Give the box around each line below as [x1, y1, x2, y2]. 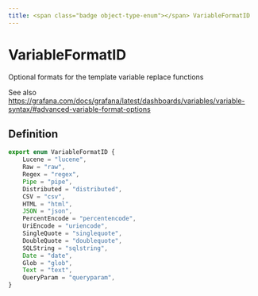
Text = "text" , [22, 267, 73, 275]
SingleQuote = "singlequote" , [22, 229, 123, 237]
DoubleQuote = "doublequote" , [22, 236, 123, 244]
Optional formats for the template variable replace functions [8, 72, 204, 82]
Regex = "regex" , [22, 171, 80, 179]
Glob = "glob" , [22, 259, 73, 267]
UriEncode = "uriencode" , [22, 222, 109, 230]
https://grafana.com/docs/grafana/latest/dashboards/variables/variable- [8, 96, 245, 106]
